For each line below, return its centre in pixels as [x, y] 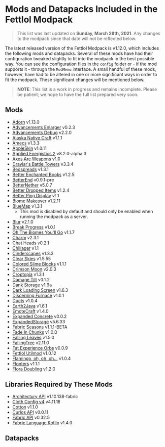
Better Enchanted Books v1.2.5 [43, 175]
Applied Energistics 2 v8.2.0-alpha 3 [49, 153]
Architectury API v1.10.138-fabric [45, 396]
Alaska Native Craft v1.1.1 [37, 137]
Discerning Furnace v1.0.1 [38, 295]
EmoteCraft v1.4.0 [30, 311]
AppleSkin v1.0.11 [29, 148]
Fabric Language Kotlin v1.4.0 [42, 423]
